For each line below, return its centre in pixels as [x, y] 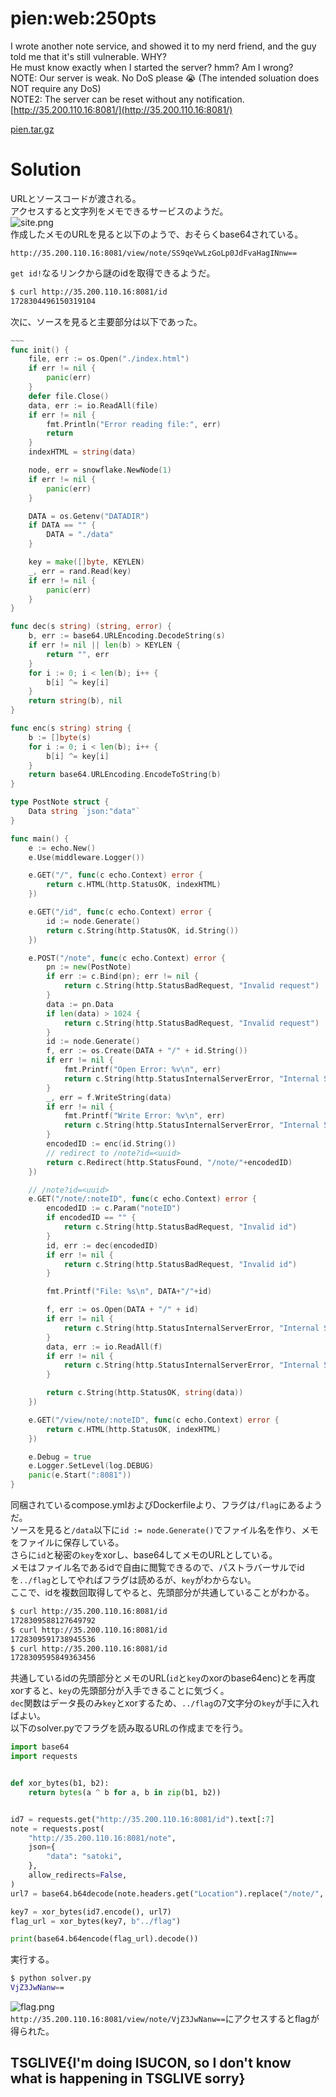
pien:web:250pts [83, 18]
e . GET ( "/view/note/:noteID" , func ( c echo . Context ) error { [154, 1420]
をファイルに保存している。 [67, 1542]
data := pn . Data [80, 1004]
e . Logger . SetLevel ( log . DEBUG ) [91, 1466]
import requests [44, 1757]
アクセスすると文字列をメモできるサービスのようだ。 [119, 211]
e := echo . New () [62, 848]
